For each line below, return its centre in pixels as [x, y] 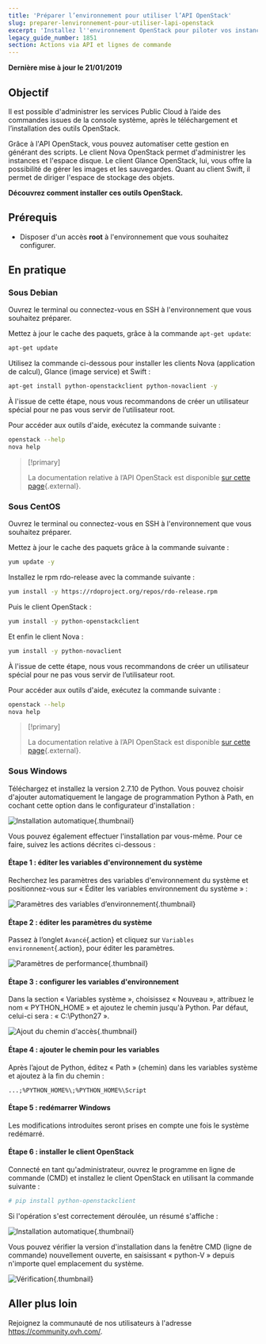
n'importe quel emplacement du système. [76, 1263]
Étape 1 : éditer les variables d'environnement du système [106, 863]
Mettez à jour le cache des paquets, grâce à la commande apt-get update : [130, 334]
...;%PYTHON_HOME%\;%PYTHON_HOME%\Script [78, 1090]
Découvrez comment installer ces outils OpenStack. [96, 193]
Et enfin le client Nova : [46, 636]
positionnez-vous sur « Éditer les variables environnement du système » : [128, 888]
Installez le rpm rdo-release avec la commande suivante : [102, 577]
